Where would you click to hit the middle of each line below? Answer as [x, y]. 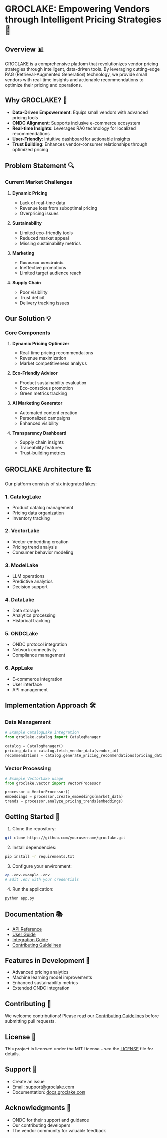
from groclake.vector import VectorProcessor [53, 783]
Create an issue [28, 1081]
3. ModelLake [22, 565]
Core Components [28, 333]
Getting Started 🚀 [33, 817]
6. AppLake [19, 668]
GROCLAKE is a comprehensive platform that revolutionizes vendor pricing [82, 64]
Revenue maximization [43, 358]
